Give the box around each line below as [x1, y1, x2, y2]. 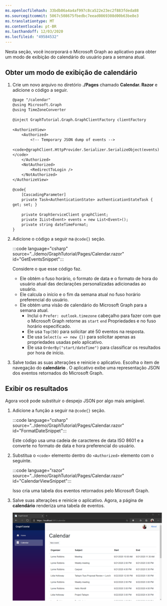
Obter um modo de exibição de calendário [5, 68, 138, 77]
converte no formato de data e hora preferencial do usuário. [12, 442, 136, 449]
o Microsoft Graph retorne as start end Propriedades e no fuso [27, 317, 157, 324]
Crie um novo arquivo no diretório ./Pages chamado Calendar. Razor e [12, 81, 158, 87]
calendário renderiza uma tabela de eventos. [12, 502, 105, 509]
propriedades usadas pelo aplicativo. [27, 339, 103, 345]
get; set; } [12, 202, 37, 207]
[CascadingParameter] [21, 192, 66, 197]
